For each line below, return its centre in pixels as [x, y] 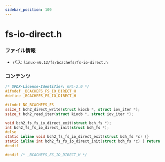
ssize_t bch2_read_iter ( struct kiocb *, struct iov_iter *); [69, 114]
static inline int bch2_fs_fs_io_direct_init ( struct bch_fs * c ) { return [83, 141]
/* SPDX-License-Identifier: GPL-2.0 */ [47, 87]
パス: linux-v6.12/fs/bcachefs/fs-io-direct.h [60, 62]
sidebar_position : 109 [28, 10]
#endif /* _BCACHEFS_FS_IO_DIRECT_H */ [46, 155]
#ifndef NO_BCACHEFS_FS [30, 105]
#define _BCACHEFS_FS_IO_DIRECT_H [41, 96]
